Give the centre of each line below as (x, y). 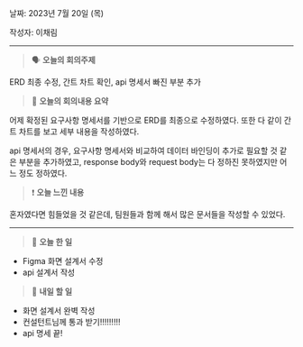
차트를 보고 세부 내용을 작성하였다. (79, 132)
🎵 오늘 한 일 (52, 242)
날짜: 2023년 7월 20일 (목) (57, 13)
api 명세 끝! (42, 333)
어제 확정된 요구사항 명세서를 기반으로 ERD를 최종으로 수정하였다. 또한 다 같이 (146, 120)
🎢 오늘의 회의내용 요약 (70, 101)
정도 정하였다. (43, 173)
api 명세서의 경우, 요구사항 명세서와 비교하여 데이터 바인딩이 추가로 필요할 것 (143, 151)
